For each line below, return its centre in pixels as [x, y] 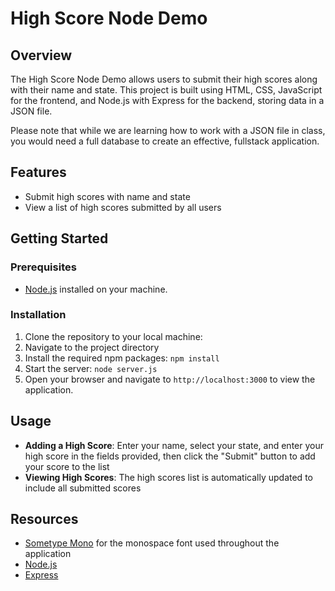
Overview [41, 55]
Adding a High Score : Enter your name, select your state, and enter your [174, 445]
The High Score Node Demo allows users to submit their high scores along [164, 79]
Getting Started [59, 238]
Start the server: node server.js [91, 368]
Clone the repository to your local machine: [113, 336]
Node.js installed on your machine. [96, 289]
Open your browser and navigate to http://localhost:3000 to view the [170, 379]
